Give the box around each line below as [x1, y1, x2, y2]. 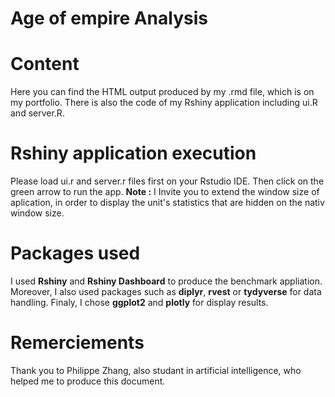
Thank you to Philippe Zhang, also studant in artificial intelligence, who [10, 364, 302, 376]
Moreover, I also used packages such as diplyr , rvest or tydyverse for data [10, 286, 322, 297]
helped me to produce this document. [10, 375, 166, 387]
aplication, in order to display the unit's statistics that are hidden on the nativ [10, 197, 325, 209]
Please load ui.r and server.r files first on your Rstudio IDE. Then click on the [10, 175, 325, 187]
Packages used [10, 242, 141, 265]
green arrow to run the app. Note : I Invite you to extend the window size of [10, 186, 320, 198]
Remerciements [10, 332, 145, 354]
